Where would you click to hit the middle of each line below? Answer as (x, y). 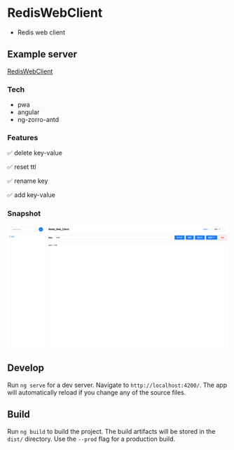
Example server (42, 54)
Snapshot (24, 214)
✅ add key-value (32, 195)
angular (28, 112)
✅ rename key (28, 181)
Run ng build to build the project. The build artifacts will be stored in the (111, 431)
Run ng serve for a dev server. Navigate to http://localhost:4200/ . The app (117, 385)
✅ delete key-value (35, 153)
